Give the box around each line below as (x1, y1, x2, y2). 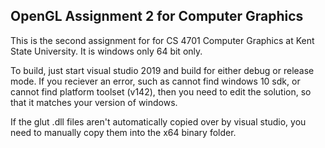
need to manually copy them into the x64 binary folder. (10, 126, 237, 138)
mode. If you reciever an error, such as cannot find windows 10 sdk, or (10, 75, 301, 87)
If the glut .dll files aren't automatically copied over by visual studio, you (10, 115, 307, 128)
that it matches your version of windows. (10, 96, 178, 108)
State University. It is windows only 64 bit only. (10, 45, 203, 57)
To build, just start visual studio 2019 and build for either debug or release (10, 64, 315, 76)
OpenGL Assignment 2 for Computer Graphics (10, 8, 304, 25)
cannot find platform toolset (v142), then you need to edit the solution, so (10, 85, 312, 98)
